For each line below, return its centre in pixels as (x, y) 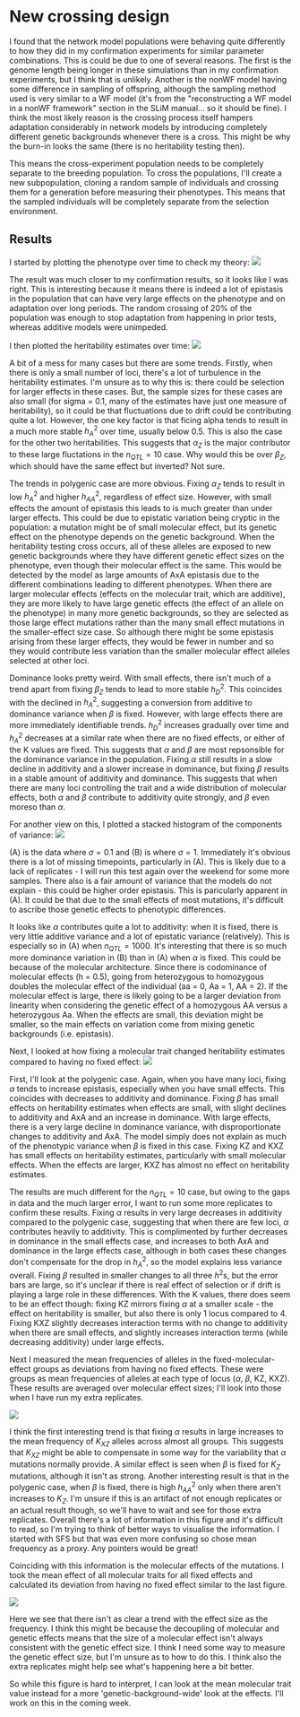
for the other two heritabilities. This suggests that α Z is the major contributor (150, 444)
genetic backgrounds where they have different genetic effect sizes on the (147, 556)
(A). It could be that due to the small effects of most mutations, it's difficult (146, 899)
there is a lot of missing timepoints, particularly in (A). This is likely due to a (148, 862)
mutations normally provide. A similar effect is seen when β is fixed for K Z (145, 1465)
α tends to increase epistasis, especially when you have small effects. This (147, 1088)
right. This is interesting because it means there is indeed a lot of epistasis (146, 289)
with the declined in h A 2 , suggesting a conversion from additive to (131, 702)
